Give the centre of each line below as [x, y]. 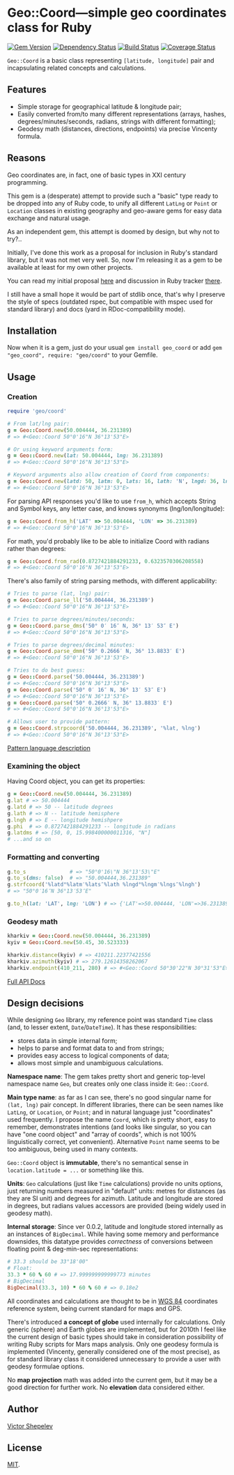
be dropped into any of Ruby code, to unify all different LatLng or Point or [112, 203]
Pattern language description [49, 748]
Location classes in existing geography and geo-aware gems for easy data [115, 210]
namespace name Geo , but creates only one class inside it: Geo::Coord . [108, 1084]
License [25, 1447]
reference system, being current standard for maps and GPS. [95, 1308]
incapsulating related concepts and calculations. [77, 68]
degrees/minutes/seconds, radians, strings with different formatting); [116, 121]
